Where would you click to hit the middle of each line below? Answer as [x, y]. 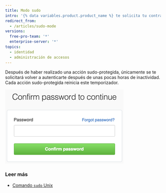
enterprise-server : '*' [34, 42]
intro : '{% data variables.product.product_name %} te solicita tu [76, 16]
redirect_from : [21, 21]
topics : [13, 47]
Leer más [17, 174]
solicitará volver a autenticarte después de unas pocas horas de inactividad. [83, 77]
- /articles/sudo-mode [33, 26]
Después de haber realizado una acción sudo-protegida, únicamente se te [81, 72]
